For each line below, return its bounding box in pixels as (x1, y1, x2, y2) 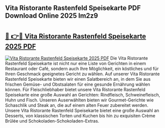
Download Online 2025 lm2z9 (5, 12, 99, 20)
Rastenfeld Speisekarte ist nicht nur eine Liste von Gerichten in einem (5, 61, 146, 66)
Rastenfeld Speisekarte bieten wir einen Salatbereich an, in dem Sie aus (5, 76, 151, 82)
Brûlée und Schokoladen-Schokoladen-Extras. (5, 118, 99, 124)
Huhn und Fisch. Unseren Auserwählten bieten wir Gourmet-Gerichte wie (5, 97, 154, 103)
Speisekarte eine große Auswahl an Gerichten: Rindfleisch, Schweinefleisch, (5, 92, 161, 97)
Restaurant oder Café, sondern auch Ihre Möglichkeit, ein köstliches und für (5, 66, 159, 71)
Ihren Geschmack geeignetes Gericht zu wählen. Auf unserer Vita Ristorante (5, 71, 160, 77)
